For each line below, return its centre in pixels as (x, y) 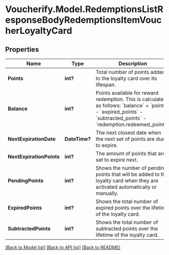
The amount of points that (126, 154)
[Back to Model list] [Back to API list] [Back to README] (63, 247)
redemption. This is (118, 99)
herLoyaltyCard (39, 31)
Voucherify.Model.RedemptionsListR (84, 9)
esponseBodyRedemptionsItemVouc (83, 20)
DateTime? (78, 139)
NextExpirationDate (32, 139)
